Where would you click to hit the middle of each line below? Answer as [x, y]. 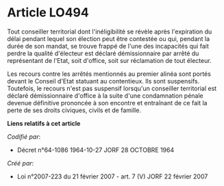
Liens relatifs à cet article [44, 123]
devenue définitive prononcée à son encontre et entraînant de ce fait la [107, 103]
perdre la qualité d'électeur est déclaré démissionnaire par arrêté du [103, 53]
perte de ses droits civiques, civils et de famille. [74, 110]
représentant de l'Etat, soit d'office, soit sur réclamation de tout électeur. [109, 60]
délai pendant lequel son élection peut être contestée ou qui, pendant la [109, 38]
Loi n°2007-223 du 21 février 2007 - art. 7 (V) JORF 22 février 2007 [112, 176]
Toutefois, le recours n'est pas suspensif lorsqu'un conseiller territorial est [112, 88]
